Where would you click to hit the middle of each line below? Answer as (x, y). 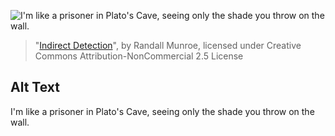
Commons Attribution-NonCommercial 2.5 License (139, 56)
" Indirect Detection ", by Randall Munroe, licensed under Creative (168, 45)
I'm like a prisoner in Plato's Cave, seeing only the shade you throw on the (162, 111)
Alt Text (35, 87)
